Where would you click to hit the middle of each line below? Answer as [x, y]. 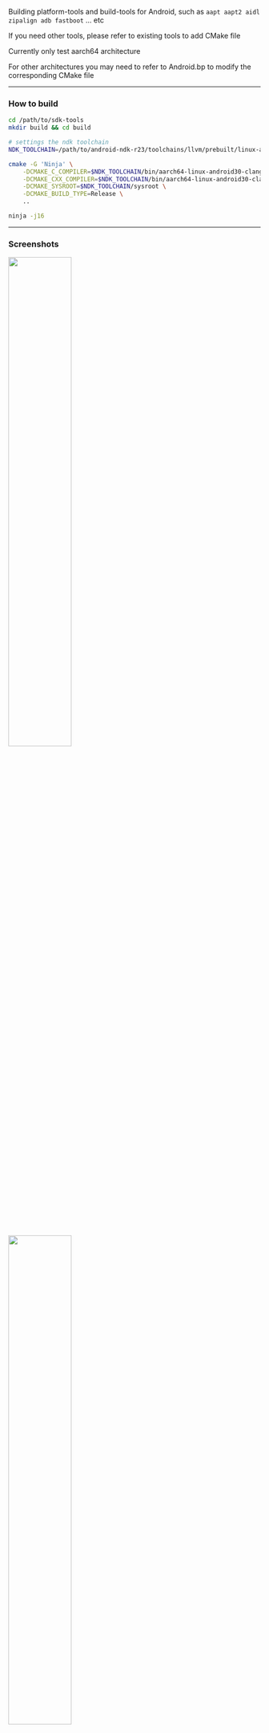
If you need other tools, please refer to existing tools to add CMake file [124, 36]
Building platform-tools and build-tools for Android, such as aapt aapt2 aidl [134, 12]
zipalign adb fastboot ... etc [56, 20]
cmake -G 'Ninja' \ [41, 164]
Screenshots [34, 244]
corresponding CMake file [51, 75]
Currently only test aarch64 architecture [74, 51]
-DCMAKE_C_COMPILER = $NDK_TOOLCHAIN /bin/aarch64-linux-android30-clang [143, 172]
